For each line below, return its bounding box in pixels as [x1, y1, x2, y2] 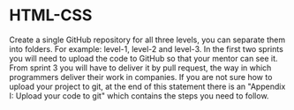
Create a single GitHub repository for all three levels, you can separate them [9, 34, 285, 45]
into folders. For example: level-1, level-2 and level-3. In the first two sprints [9, 43, 284, 54]
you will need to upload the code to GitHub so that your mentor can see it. [9, 53, 278, 63]
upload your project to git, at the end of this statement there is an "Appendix [9, 81, 286, 92]
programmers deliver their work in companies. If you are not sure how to [9, 71, 273, 82]
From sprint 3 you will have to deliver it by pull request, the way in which [9, 62, 272, 73]
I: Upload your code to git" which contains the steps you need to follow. [9, 90, 269, 101]
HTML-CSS [9, 5, 93, 26]
